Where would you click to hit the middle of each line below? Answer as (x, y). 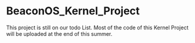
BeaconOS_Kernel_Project (73, 11)
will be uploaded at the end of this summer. (59, 33)
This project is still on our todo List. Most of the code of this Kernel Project (97, 27)
